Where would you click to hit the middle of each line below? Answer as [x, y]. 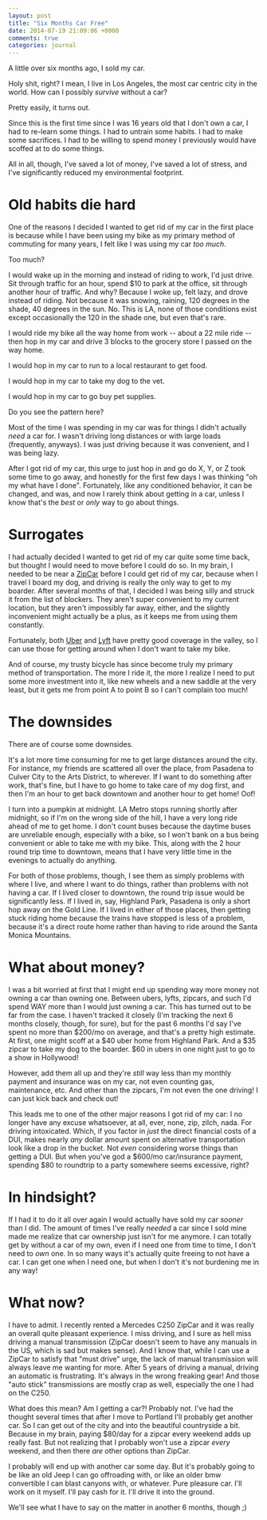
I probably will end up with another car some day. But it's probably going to [132, 1466]
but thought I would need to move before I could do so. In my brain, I [121, 565]
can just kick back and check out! [63, 1098]
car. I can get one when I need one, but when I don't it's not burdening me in [133, 1262]
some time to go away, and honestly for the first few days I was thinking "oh [133, 477]
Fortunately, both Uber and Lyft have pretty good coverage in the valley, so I [133, 640]
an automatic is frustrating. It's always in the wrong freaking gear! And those [134, 1375]
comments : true [33, 38]
